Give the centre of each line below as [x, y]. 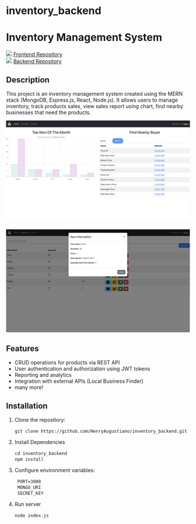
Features [22, 348]
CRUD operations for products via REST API [67, 363]
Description [28, 80]
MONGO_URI [29, 488]
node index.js [32, 516]
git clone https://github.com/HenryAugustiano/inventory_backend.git [101, 431]
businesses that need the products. [49, 112]
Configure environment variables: [55, 470]
